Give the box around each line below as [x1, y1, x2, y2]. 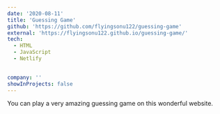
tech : [7, 36, 23, 43]
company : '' [7, 74, 42, 81]
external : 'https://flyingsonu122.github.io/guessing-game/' [7, 29, 189, 37]
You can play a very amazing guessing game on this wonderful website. [7, 99, 214, 108]
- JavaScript [13, 49, 52, 56]
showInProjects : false [7, 80, 73, 87]
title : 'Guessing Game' [7, 17, 77, 23]
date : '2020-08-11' [7, 10, 64, 17]
